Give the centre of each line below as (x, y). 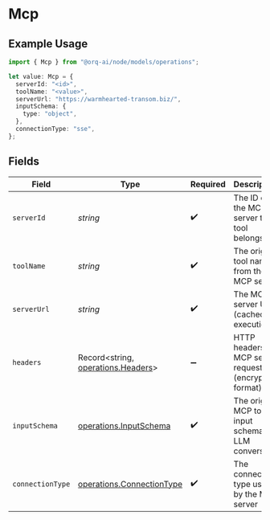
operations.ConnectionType (130, 484)
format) (248, 387)
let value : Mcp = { (41, 76)
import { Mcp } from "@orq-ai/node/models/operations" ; (104, 62)
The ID (246, 198)
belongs (249, 238)
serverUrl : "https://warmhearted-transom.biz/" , (98, 99)
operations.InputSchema (124, 425)
